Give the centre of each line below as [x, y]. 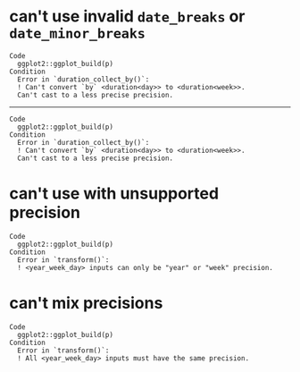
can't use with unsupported [114, 194]
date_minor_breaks [77, 34]
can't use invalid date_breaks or [127, 17]
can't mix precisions [86, 304]
